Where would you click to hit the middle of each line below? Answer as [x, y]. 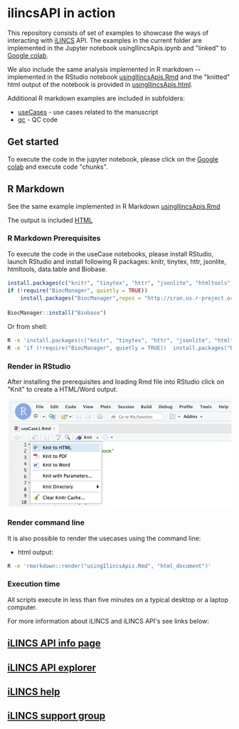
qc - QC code [38, 120]
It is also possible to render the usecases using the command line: [104, 538]
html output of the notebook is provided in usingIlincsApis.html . [100, 84]
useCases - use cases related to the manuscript [88, 112]
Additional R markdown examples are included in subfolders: [96, 98]
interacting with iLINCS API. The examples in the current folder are [105, 40]
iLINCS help [34, 692]
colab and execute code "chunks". [58, 167]
